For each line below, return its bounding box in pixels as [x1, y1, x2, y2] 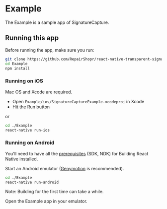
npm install [5, 66, 30, 71]
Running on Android [5, 139, 55, 146]
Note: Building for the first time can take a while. [5, 189, 104, 195]
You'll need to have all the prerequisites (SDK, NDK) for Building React [5, 150, 149, 156]
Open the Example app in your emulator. [5, 198, 88, 204]
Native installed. [5, 156, 38, 162]
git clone [5, 57, 26, 62]
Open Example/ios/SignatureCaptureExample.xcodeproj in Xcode [12, 98, 145, 104]
